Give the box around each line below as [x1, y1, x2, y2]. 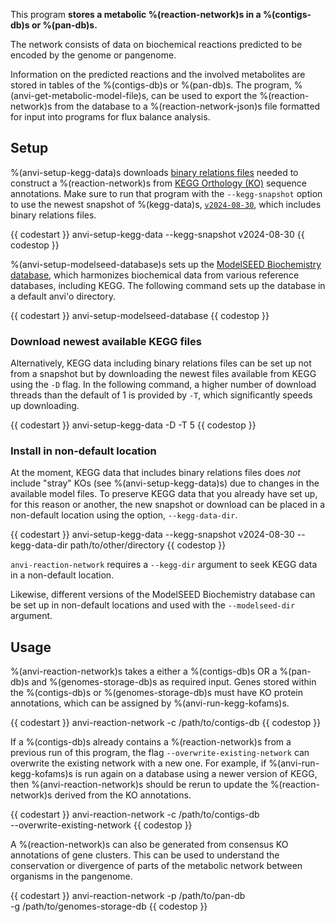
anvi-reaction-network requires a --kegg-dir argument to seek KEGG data [10, 559, 318, 571]
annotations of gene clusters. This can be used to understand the [10, 849, 280, 861]
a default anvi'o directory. [10, 290, 117, 302]
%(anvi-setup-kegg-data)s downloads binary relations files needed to [10, 166, 299, 178]
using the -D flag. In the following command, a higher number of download [10, 379, 317, 391]
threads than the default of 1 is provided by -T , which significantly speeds [10, 389, 313, 401]
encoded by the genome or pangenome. [10, 49, 177, 61]
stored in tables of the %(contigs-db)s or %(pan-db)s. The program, [10, 79, 292, 91]
